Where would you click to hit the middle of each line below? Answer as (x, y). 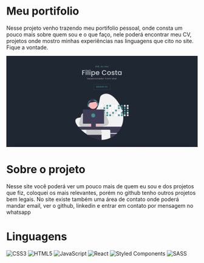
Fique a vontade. (27, 47)
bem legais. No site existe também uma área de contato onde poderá (93, 199)
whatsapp (19, 212)
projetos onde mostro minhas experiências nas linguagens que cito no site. (100, 41)
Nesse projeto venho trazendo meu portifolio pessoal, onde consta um (95, 28)
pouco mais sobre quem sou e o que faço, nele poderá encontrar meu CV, (99, 34)
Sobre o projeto (46, 170)
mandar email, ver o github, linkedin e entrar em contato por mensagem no (100, 206)
